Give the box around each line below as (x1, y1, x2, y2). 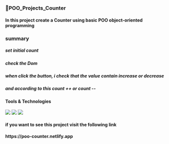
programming (5, 22, 35, 28)
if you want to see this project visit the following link (5, 122, 117, 127)
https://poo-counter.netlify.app (5, 133, 73, 139)
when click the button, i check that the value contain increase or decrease (5, 73, 164, 79)
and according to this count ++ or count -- (5, 86, 96, 92)
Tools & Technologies (5, 98, 51, 104)
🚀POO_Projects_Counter (5, 5, 66, 12)
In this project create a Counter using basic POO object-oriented (5, 17, 143, 23)
